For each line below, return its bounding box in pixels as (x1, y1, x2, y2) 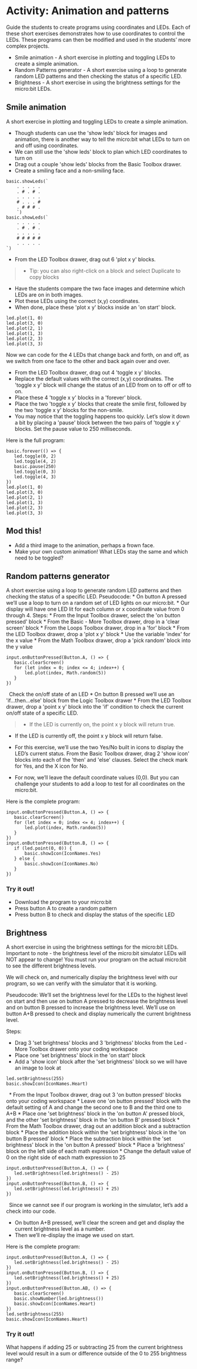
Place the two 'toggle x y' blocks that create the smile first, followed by (14, 400, 187, 407)
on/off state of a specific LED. (6, 709, 78, 717)
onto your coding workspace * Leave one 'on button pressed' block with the (6, 1098, 191, 1105)
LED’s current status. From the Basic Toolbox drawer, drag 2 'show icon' (14, 750, 190, 757)
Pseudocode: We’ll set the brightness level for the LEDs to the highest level (6, 992, 188, 999)
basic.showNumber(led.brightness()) (14, 1296, 104, 1302)
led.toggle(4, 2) (14, 458, 57, 464)
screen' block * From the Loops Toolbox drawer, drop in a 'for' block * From (6, 624, 190, 631)
